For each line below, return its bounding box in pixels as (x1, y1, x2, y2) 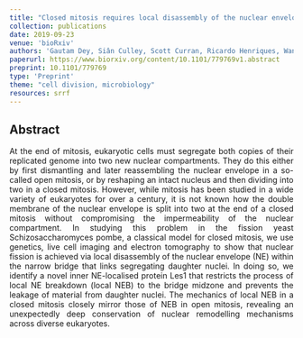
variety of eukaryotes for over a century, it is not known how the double (9, 194, 294, 205)
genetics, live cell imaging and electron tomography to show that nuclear (9, 242, 294, 252)
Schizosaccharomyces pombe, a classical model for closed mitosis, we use (9, 232, 294, 243)
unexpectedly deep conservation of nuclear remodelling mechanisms (9, 308, 294, 320)
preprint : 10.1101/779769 (9, 64, 106, 73)
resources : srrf (9, 88, 70, 97)
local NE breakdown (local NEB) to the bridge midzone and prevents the (9, 280, 294, 291)
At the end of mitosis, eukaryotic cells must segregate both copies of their (9, 146, 294, 157)
